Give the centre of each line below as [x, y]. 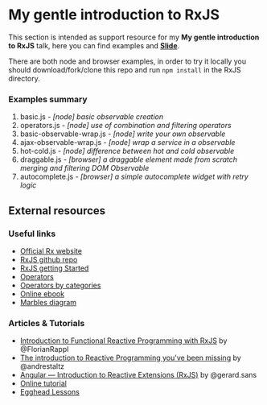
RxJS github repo [49, 259]
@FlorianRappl [44, 349]
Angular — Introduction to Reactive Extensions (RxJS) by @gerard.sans [138, 375]
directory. [24, 78]
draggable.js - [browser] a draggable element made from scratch [129, 159]
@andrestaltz [42, 366]
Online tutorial [43, 383]
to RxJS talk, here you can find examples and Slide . [94, 45]
